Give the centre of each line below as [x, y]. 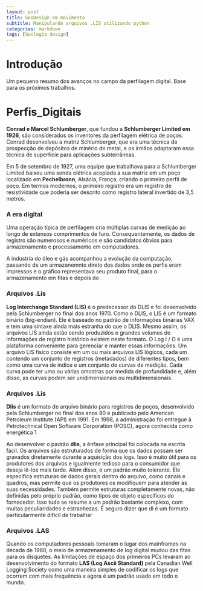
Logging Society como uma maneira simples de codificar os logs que [92, 570]
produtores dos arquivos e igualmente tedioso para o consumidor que [93, 463]
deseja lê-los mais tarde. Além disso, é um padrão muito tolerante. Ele [93, 470]
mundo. [16, 583]
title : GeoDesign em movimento [46, 18]
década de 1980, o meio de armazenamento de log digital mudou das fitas [98, 550]
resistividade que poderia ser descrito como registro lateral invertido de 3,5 [100, 192]
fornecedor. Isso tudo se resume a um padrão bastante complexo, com [95, 502]
